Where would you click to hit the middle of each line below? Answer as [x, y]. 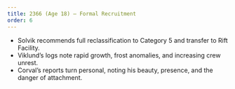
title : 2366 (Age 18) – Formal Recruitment [72, 14]
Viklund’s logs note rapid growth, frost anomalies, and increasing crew [119, 55]
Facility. [28, 48]
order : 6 [20, 20]
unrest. [28, 62]
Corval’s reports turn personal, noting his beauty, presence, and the [115, 70]
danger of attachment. [50, 77]
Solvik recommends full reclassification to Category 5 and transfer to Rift [122, 40]
